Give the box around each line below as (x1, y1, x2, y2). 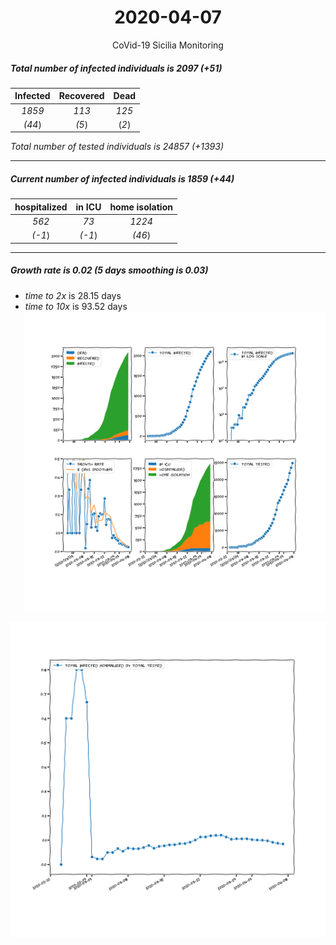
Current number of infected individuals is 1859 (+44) (10, 173, 235, 185)
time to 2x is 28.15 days (24, 289, 122, 301)
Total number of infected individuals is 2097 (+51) (10, 62, 223, 74)
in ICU (75, 201, 102, 213)
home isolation (109, 201, 173, 213)
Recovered (58, 90, 105, 102)
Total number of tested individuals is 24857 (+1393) (10, 141, 225, 153)
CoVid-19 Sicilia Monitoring (112, 39, 224, 51)
